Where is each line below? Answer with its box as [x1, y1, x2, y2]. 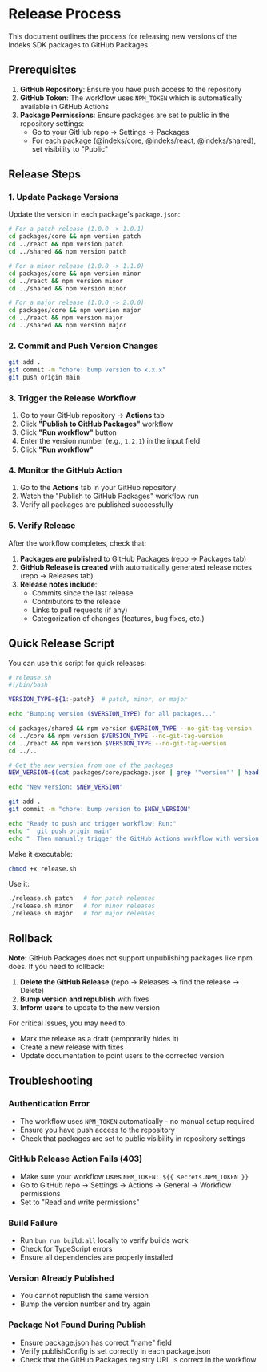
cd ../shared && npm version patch [8, 248, 127, 256]
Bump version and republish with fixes [19, 994, 149, 1004]
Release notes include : [19, 579, 98, 589]
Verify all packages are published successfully [19, 500, 173, 509]
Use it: [8, 879, 30, 889]
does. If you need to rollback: [8, 961, 105, 971]
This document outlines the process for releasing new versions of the [8, 31, 237, 41]
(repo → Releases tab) [19, 570, 94, 580]
